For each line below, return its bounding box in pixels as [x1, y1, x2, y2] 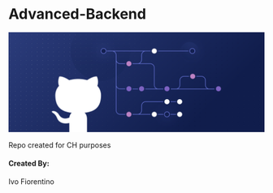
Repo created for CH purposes [8, 139, 111, 150]
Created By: [8, 159, 50, 169]
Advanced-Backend [8, 5, 146, 24]
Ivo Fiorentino [8, 177, 54, 187]
